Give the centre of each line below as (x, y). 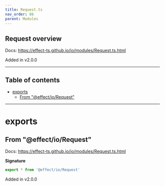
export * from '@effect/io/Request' (42, 170)
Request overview (33, 39)
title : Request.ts (24, 10)
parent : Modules (22, 19)
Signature (15, 161)
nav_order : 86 (20, 14)
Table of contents (32, 80)
